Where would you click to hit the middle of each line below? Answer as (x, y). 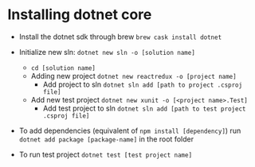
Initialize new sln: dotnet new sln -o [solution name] (107, 52)
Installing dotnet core (80, 15)
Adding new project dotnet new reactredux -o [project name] (133, 76)
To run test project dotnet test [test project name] (106, 154)
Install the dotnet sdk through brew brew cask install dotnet (120, 37)
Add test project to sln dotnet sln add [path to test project (144, 108)
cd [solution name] (63, 68)
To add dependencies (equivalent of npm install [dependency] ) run (130, 130)
